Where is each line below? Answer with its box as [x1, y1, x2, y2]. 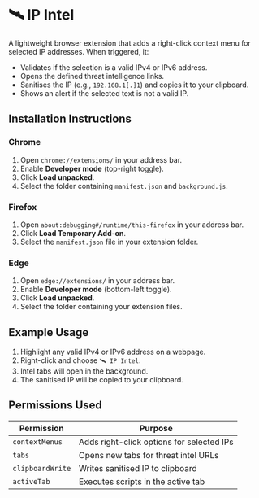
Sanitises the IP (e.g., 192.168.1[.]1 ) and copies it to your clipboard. [19, 80, 249, 90]
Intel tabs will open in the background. [19, 366, 149, 376]
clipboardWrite [12, 464, 71, 473]
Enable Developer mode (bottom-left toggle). [19, 285, 172, 295]
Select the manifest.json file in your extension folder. [19, 237, 199, 247]
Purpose [139, 422, 173, 434]
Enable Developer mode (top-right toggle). [19, 164, 164, 173]
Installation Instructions [8, 112, 132, 126]
